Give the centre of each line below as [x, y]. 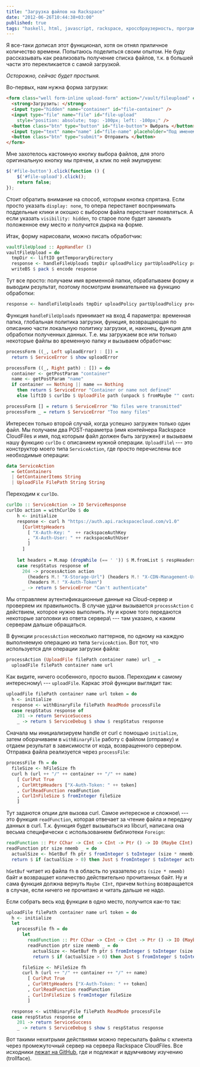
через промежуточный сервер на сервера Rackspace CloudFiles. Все [95, 1046]
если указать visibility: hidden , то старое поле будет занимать [89, 218]
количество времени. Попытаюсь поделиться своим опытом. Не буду [96, 52]
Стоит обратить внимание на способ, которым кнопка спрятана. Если [96, 199]
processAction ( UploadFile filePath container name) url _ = [84, 660]
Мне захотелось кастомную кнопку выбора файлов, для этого [85, 154]
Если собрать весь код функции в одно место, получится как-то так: [94, 901]
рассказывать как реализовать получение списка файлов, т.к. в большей [100, 58]
